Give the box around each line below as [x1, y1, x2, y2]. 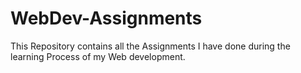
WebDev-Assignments [10, 7, 203, 30]
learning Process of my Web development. [10, 50, 186, 62]
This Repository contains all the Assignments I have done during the [10, 40, 291, 52]
